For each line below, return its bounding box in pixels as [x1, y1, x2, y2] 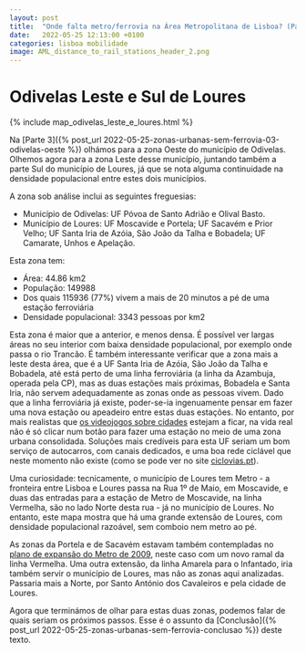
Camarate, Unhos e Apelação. [22, 238, 136, 249]
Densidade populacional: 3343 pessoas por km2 [22, 312, 206, 323]
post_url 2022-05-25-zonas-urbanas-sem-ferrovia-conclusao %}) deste [9, 625, 282, 636]
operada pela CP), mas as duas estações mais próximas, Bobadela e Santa [9, 378, 291, 388]
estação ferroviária [22, 302, 94, 313]
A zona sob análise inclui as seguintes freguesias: [9, 191, 197, 202]
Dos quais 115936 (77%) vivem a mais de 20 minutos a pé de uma [22, 293, 270, 304]
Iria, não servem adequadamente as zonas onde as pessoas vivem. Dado [9, 388, 284, 398]
